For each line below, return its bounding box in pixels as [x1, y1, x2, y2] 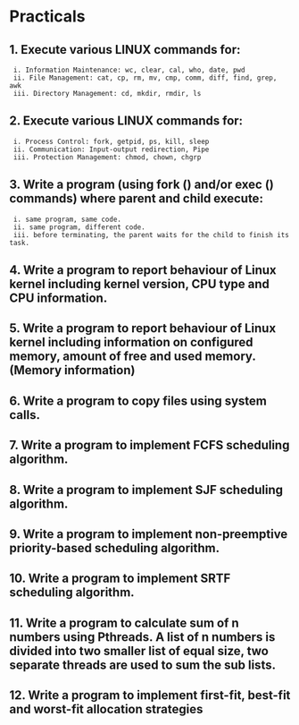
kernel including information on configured [9, 335, 253, 350]
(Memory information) [9, 362, 136, 378]
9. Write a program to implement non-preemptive [9, 526, 288, 542]
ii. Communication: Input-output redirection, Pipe [12, 145, 210, 154]
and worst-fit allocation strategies [9, 702, 203, 717]
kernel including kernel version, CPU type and [9, 277, 270, 292]
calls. [9, 407, 40, 422]
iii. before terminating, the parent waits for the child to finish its [12, 230, 290, 239]
